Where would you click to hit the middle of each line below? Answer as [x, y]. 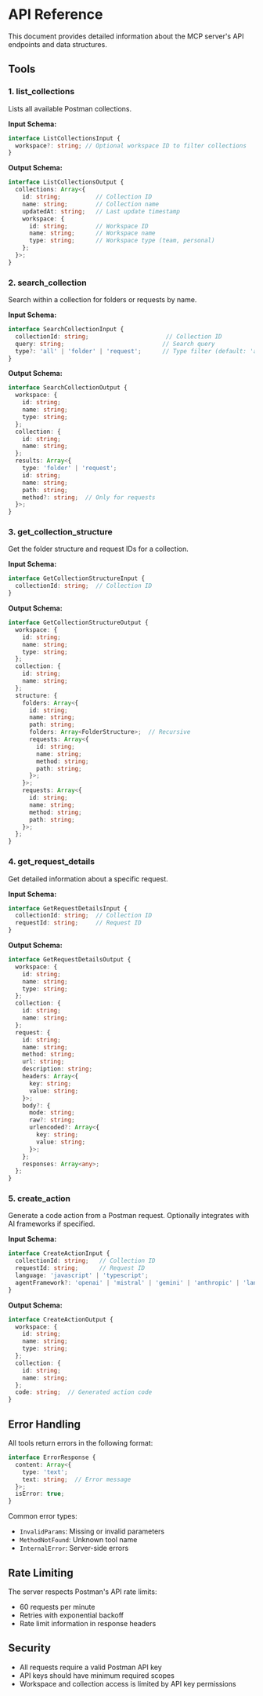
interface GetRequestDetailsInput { [68, 908]
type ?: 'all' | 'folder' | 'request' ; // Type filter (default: [131, 351]
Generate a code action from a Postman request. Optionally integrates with [129, 1216]
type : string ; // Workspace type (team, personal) [122, 241]
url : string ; [43, 1062]
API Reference [56, 15]
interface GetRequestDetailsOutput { [70, 960]
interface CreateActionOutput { [61, 1319]
